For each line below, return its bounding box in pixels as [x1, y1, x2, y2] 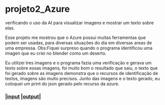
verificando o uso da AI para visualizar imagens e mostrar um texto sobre [5, 20, 154, 26]
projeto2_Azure [5, 3, 70, 15]
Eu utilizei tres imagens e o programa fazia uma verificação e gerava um [5, 60, 152, 66]
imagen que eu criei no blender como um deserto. [5, 50, 107, 56]
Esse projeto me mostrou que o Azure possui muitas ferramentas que [5, 35, 146, 40]
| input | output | [5, 93, 41, 100]
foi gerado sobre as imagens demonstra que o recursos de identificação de [5, 70, 159, 76]
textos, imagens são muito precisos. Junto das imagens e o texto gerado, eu [5, 75, 160, 81]
